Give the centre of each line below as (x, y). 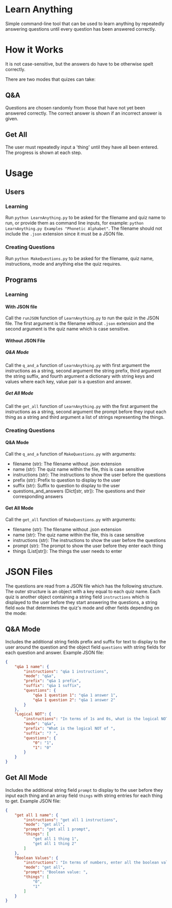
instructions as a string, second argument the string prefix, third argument (83, 371)
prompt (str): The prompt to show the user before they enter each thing (88, 546)
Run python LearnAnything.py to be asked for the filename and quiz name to (85, 218)
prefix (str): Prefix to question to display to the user (67, 480)
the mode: (16, 613)
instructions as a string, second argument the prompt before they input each (86, 412)
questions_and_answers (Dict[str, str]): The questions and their (79, 491)
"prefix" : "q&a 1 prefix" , (52, 681)
